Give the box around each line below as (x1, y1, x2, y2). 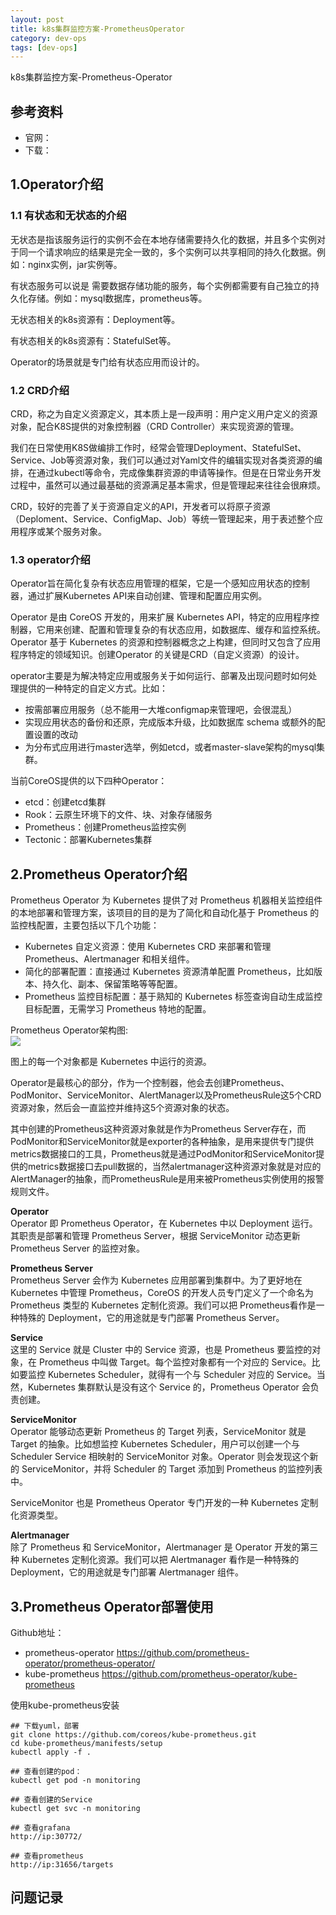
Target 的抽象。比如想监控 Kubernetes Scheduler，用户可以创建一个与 (10, 1438, 301, 1450)
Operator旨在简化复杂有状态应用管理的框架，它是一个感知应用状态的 (10, 577, 293, 590)
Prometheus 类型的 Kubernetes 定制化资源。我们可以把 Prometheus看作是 (10, 1299, 317, 1311)
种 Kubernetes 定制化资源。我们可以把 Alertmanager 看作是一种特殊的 (10, 1554, 300, 1566)
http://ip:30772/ (10, 1831, 83, 1841)
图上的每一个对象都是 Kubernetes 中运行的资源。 (10, 1056, 212, 1068)
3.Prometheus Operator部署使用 (10, 1598, 214, 1615)
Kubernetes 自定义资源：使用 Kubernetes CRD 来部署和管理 (24, 941, 272, 953)
